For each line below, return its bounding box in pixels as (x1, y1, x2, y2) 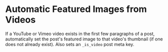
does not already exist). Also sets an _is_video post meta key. (5, 41, 135, 47)
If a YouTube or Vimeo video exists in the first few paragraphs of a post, (5, 30, 155, 36)
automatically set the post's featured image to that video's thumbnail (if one (5, 36, 163, 42)
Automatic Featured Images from (5, 3, 147, 15)
